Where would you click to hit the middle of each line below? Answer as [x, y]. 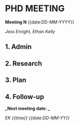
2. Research [24, 63]
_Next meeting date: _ [28, 108]
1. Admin [18, 47]
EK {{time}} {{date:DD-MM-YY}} [37, 118]
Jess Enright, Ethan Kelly [30, 31]
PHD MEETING [35, 9]
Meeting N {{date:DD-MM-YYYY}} [40, 22]
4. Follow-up [25, 96]
